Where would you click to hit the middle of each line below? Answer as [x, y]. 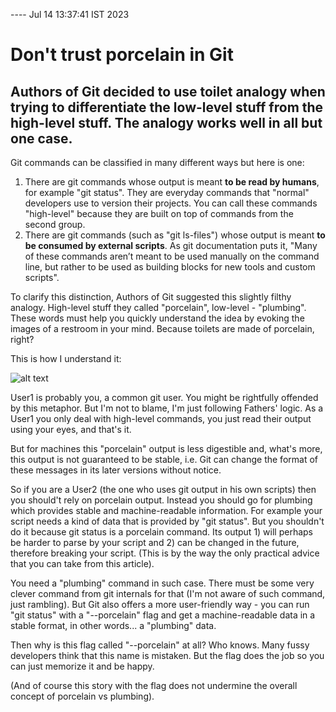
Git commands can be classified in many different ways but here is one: [157, 162]
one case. [41, 138]
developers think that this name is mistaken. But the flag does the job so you [167, 655]
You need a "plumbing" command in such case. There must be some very [162, 583]
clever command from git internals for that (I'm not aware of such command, [168, 593]
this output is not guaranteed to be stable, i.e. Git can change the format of [164, 459]
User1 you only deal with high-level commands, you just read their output [161, 418]
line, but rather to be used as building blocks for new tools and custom [170, 267]
